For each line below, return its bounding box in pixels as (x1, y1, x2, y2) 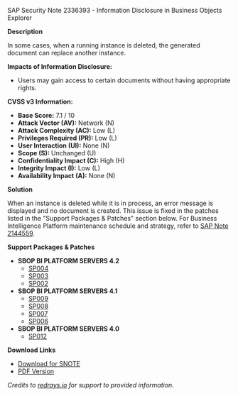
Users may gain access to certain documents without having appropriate (17, 76, 231, 84)
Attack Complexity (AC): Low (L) (17, 126, 116, 134)
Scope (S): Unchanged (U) (17, 149, 97, 157)
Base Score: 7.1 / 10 (17, 111, 75, 119)
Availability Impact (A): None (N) (17, 172, 116, 180)
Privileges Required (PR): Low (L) (17, 134, 117, 142)
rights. (17, 84, 37, 92)
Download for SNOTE (17, 360, 80, 368)
